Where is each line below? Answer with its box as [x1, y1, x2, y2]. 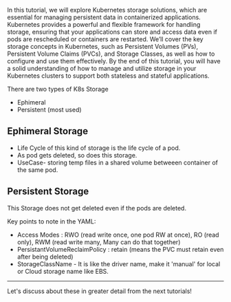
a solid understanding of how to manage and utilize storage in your [7, 65, 197, 72]
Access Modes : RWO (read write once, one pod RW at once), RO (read [16, 230, 219, 239]
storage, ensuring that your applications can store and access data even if [7, 28, 218, 36]
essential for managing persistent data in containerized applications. [7, 13, 201, 21]
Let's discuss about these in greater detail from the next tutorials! [7, 287, 192, 295]
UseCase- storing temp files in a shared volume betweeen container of [16, 158, 219, 166]
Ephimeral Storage [7, 125, 88, 137]
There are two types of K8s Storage [7, 85, 109, 93]
